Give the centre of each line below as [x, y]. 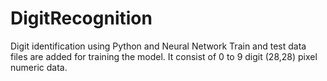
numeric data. [39, 67]
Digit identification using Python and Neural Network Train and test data [158, 46]
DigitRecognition [81, 18]
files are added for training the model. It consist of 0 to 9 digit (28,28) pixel [164, 56]
